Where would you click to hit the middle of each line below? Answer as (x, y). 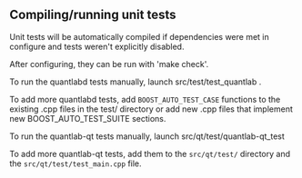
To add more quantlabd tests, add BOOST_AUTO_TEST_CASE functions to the (145, 99)
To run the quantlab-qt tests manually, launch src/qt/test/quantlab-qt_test (147, 136)
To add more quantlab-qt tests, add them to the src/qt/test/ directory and (150, 153)
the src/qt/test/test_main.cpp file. (76, 163)
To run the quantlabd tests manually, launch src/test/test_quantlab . (136, 82)
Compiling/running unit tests (93, 15)
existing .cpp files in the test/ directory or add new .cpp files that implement (151, 109)
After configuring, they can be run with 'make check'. (109, 64)
